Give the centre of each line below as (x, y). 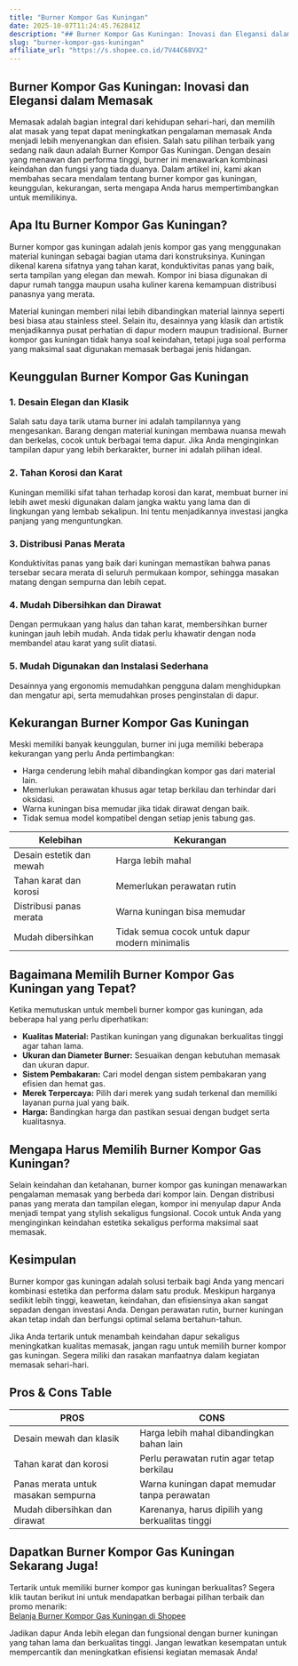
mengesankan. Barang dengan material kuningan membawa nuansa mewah (148, 431)
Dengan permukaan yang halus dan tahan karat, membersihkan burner (138, 624)
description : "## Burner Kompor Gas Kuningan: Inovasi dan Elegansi (138, 34)
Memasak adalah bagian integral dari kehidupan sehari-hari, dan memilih (142, 122)
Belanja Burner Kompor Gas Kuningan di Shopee (98, 1615)
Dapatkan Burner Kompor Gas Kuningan (122, 1552)
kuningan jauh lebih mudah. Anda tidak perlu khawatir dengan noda (133, 634)
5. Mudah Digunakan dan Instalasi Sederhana (109, 666)
